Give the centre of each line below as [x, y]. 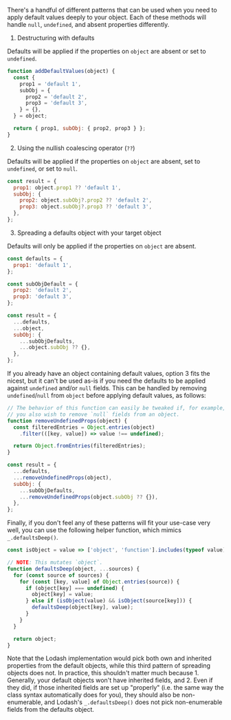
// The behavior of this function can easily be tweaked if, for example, [117, 408]
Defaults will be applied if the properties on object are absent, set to [104, 161]
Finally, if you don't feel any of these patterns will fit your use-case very [109, 523]
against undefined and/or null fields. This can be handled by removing [107, 388]
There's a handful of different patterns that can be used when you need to [112, 10]
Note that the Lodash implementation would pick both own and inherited [109, 658]
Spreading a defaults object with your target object [89, 233]
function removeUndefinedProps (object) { [67, 421]
